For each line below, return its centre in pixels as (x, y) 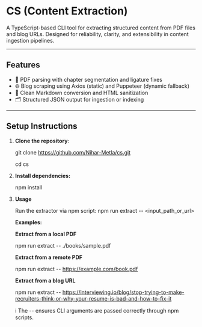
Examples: (28, 222)
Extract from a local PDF (46, 234)
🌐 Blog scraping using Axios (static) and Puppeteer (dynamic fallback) (102, 86)
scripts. (24, 317)
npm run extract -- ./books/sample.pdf (63, 245)
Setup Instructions (42, 127)
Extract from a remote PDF (49, 257)
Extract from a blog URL (45, 280)
